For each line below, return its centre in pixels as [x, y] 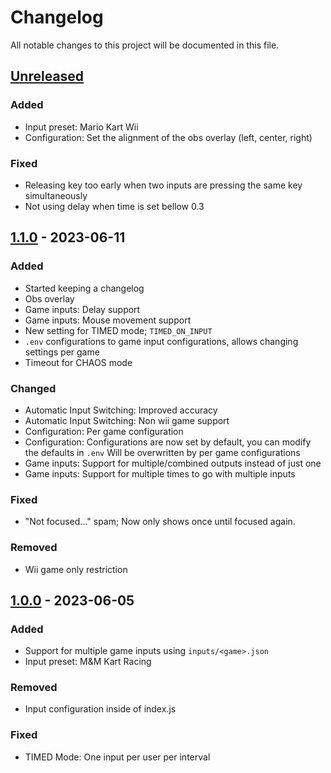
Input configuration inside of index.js [100, 709]
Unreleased [47, 76]
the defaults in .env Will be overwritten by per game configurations [162, 452]
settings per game [62, 352]
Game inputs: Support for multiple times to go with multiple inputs [160, 473]
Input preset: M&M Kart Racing [88, 662]
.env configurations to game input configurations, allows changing [161, 341]
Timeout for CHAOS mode [78, 362]
